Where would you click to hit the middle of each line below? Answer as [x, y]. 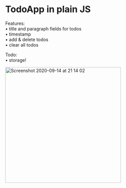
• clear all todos [22, 45]
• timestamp [18, 34]
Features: [15, 23]
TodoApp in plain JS [48, 9]
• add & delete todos [27, 40]
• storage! [16, 60]
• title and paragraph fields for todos [44, 28]
